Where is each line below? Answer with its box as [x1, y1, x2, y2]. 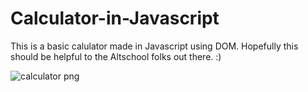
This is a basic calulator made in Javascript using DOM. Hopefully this [10, 40, 299, 52]
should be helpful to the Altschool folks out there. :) [10, 50, 222, 62]
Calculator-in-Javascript [10, 7, 220, 30]
